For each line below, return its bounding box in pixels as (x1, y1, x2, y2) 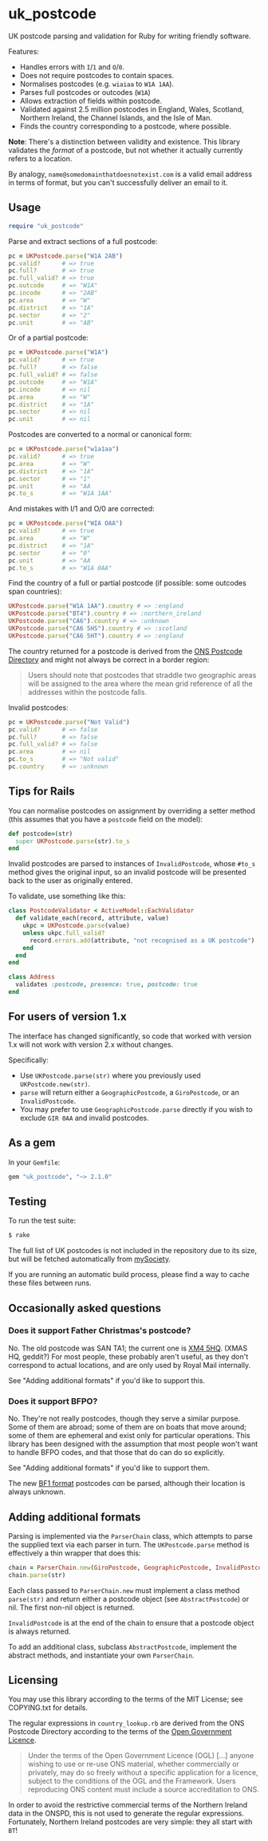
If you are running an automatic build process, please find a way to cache (8, 1270, 250, 1279)
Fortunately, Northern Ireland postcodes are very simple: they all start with (8, 1817, 253, 1827)
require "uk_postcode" (8, 222, 84, 230)
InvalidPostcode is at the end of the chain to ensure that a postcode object (8, 1618, 254, 1627)
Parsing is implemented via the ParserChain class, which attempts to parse (8, 1531, 253, 1540)
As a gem (8, 1136, 56, 1149)
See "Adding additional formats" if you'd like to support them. (8, 1463, 210, 1472)
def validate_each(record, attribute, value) (15, 914, 170, 922)
